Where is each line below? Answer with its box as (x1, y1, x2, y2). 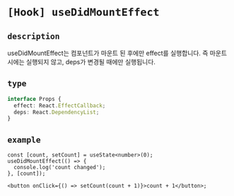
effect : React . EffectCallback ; (13, 102, 106, 109)
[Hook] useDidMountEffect (7, 6, 160, 19)
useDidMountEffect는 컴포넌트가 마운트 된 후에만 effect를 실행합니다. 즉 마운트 (7, 49, 228, 57)
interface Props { (7, 95, 62, 102)
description (7, 31, 60, 41)
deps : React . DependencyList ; (13, 109, 100, 116)
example (7, 135, 41, 145)
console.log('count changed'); (13, 164, 106, 171)
